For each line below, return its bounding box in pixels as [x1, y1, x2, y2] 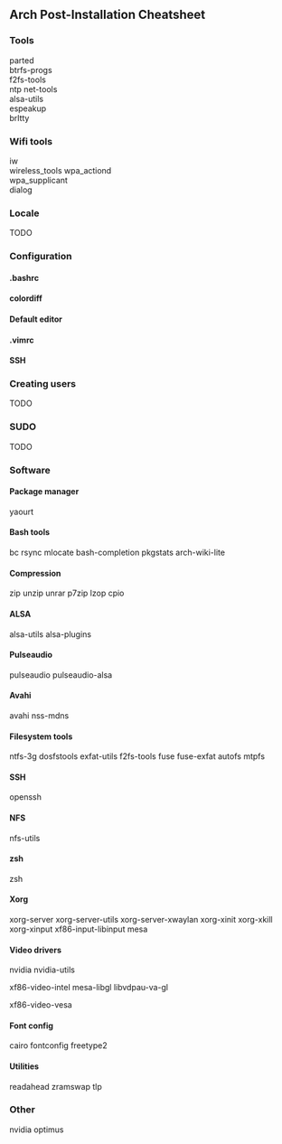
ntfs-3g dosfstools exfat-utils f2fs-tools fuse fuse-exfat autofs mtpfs [9, 751, 265, 762]
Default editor [9, 314, 63, 324]
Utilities [9, 1061, 39, 1072]
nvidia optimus [9, 1124, 64, 1135]
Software [9, 464, 52, 476]
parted [9, 54, 34, 66]
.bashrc [9, 272, 39, 283]
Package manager [9, 486, 80, 497]
